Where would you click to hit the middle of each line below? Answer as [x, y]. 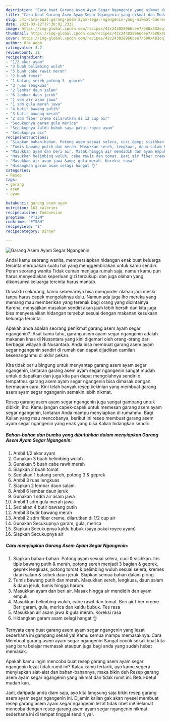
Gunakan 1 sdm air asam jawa [44, 496]
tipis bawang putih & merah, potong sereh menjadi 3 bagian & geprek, [86, 564]
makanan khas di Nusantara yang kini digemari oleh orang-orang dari [78, 339]
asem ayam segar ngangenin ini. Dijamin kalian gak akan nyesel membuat [82, 698]
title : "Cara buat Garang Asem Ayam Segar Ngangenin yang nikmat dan [80, 15]
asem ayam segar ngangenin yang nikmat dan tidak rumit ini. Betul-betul [81, 677]
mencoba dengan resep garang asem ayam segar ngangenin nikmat [77, 709]
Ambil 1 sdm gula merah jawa [43, 502]
